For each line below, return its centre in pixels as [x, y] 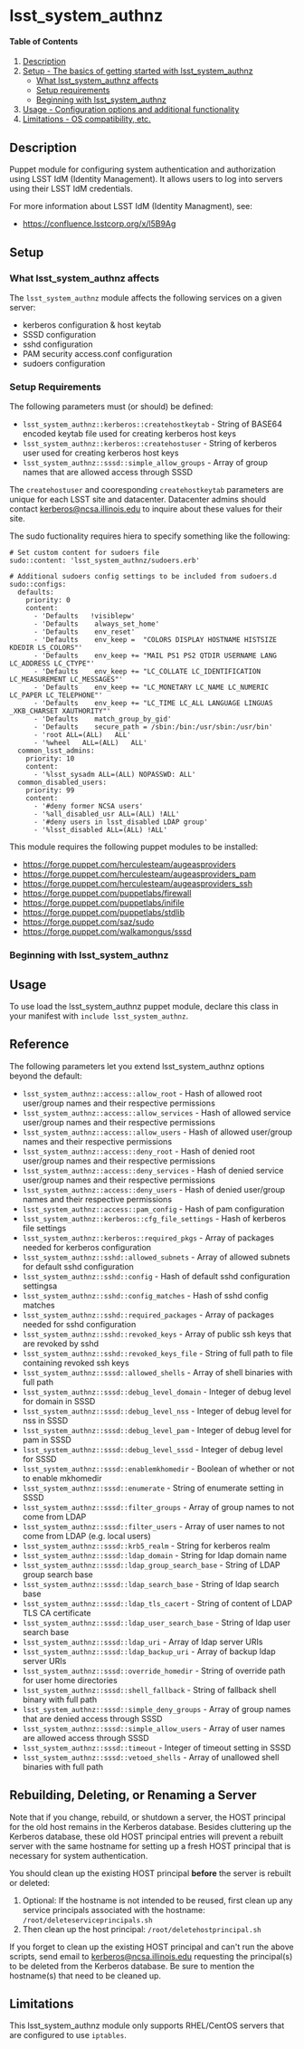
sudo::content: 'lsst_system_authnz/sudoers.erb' [105, 561]
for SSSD [39, 1459]
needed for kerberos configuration [87, 1247]
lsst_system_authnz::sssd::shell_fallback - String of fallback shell [149, 1690]
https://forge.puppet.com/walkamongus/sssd [107, 932]
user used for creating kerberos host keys [100, 453]
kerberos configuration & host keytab [92, 325]
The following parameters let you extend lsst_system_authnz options [137, 1066]
